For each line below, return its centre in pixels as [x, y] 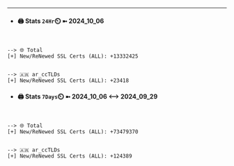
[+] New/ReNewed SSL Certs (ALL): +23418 [68, 81]
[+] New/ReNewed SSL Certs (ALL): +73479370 [73, 132]
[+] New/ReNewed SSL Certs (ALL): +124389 [70, 156]
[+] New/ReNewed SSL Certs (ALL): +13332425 [73, 56]
